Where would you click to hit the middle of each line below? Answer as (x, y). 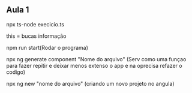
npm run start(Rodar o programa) (47, 47)
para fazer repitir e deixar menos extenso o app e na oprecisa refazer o (94, 65)
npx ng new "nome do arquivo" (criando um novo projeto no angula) (91, 83)
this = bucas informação (36, 36)
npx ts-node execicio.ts (35, 24)
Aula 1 (18, 10)
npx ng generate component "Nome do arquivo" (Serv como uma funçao (96, 59)
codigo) (16, 72)
